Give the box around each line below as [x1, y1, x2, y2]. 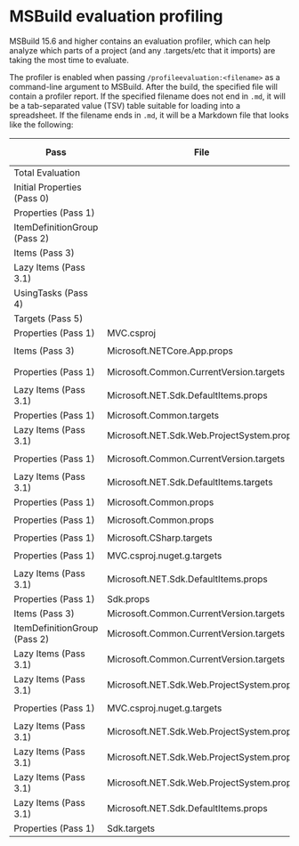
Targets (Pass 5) [13, 312, 84, 324]
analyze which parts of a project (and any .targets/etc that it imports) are [9, 45, 276, 55]
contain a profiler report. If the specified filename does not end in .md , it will [9, 91, 287, 102]
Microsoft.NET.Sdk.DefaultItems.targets [106, 476, 273, 488]
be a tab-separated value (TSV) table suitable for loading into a [9, 100, 241, 110]
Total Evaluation [13, 167, 81, 179]
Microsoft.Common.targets [106, 409, 220, 421]
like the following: [9, 118, 74, 130]
